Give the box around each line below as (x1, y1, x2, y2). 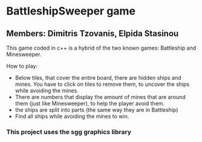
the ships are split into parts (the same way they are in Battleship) (15, 106, 178, 113)
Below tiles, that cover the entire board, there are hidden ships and (15, 74, 181, 81)
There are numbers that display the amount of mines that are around (15, 94, 186, 100)
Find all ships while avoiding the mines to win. (15, 113, 129, 120)
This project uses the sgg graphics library (6, 127, 132, 136)
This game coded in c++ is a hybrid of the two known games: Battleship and (6, 44, 197, 51)
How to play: (6, 62, 38, 69)
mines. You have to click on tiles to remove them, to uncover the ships (15, 80, 190, 88)
